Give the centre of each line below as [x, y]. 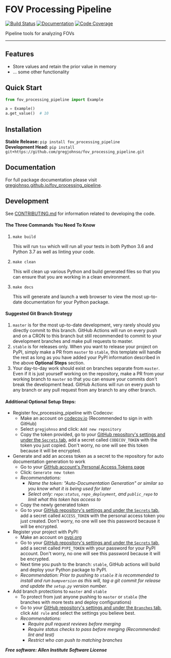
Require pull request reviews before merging [74, 624]
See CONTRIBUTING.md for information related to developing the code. [80, 213]
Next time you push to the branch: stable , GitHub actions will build [90, 564]
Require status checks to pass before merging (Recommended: [94, 629]
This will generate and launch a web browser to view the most [78, 296]
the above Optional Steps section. [49, 363]
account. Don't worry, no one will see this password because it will [90, 554]
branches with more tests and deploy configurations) [76, 602]
